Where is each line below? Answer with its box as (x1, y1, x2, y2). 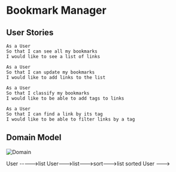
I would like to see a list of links (6, 54, 101, 60)
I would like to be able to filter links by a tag (6, 116, 135, 122)
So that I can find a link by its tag (6, 111, 103, 117)
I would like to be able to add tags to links (6, 96, 125, 102)
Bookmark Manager (6, 4, 107, 17)
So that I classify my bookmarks (6, 90, 90, 96)
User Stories (6, 27, 54, 38)
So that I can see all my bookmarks (6, 48, 98, 54)
